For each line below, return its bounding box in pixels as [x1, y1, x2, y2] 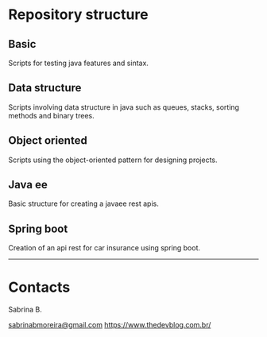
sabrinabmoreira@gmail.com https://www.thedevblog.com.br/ [8, 320, 211, 330]
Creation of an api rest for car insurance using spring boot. [8, 243, 201, 253]
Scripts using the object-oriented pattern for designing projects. [8, 155, 218, 165]
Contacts [8, 278, 71, 296]
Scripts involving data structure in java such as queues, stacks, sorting [8, 102, 240, 112]
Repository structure [8, 6, 149, 24]
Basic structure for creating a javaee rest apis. [8, 199, 159, 208]
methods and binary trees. [8, 110, 95, 120]
